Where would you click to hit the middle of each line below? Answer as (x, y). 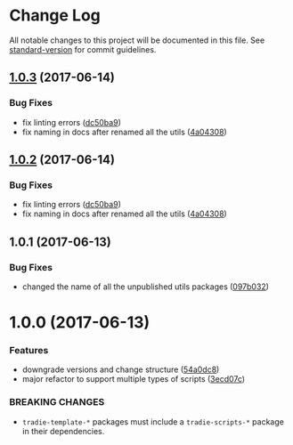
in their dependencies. (63, 431)
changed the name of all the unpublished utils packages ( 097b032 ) (146, 287)
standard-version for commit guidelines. (83, 49)
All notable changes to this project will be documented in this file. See (137, 40)
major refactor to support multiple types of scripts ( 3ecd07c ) (134, 379)
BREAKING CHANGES (57, 402)
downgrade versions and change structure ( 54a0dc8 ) (121, 369)
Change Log (55, 16)
